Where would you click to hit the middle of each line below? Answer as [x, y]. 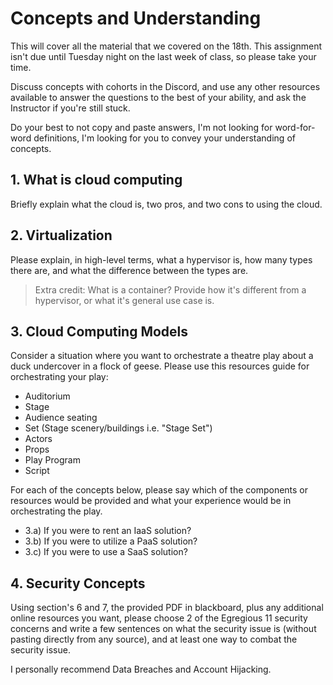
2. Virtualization [61, 235]
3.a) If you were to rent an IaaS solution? [108, 531]
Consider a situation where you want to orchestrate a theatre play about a [162, 356]
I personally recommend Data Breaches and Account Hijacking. [141, 669]
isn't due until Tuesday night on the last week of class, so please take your [163, 56]
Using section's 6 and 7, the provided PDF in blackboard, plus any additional [167, 608]
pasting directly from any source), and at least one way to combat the [154, 639]
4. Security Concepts [78, 583]
